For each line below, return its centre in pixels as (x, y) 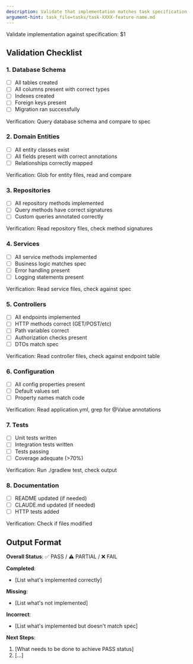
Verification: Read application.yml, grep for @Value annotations (84, 410)
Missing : (17, 591)
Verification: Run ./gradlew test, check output (61, 470)
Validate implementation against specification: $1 (66, 34)
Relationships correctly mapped (54, 163)
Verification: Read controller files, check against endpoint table (83, 356)
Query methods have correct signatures (64, 210)
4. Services (23, 244)
